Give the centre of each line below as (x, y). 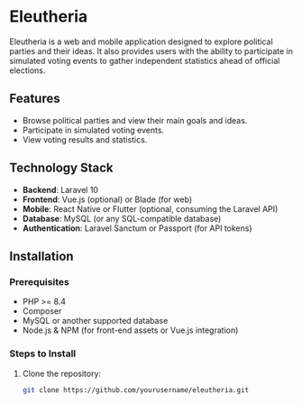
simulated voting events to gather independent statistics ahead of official (145, 60)
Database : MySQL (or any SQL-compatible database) (122, 218)
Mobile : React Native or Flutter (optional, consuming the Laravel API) (150, 208)
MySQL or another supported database (95, 321)
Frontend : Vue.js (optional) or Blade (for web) (107, 199)
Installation (41, 256)
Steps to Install (43, 353)
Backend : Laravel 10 (60, 189)
